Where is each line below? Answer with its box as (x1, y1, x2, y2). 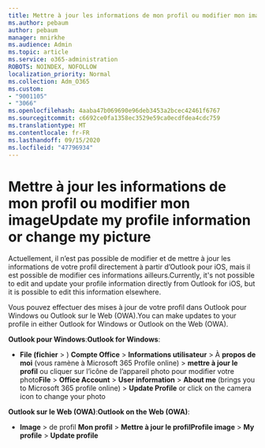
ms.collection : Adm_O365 (8, 77, 90, 85)
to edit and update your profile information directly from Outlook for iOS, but (8, 279, 256, 289)
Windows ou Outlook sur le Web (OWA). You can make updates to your (8, 311, 237, 320)
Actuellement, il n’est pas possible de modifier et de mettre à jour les (8, 254, 231, 263)
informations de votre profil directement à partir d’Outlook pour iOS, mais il (8, 262, 251, 272)
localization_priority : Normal (8, 70, 111, 78)
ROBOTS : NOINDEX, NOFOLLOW (8, 63, 97, 71)
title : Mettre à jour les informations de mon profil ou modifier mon (8, 11, 245, 20)
